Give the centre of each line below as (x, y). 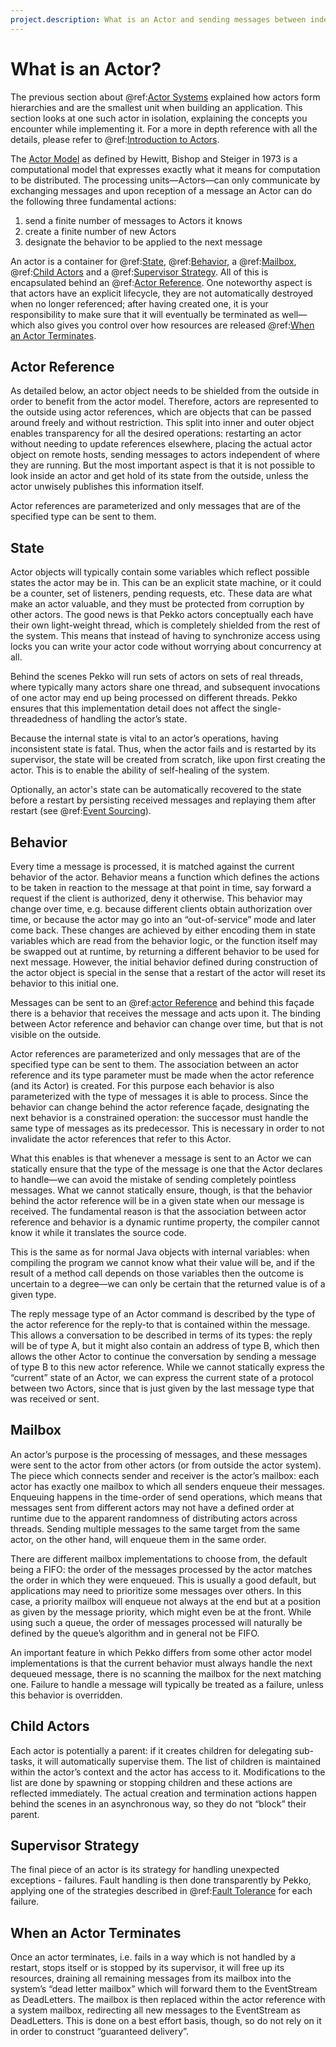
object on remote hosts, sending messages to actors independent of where (165, 455)
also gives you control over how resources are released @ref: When (176, 325)
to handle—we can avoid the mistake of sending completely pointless (153, 1179)
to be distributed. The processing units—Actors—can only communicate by (165, 180)
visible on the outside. (56, 1034)
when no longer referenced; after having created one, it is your (139, 303)
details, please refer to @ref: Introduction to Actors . (115, 139)
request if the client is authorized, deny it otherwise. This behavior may (156, 898)
